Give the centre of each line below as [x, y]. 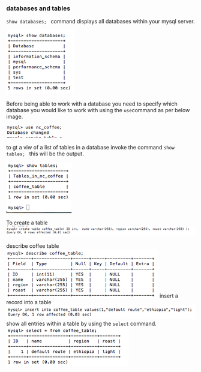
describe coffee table [33, 246]
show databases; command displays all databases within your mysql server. [100, 22]
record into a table [29, 302]
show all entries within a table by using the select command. [82, 323]
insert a [169, 296]
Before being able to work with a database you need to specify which [92, 104]
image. [15, 117]
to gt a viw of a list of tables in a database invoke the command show [91, 148]
